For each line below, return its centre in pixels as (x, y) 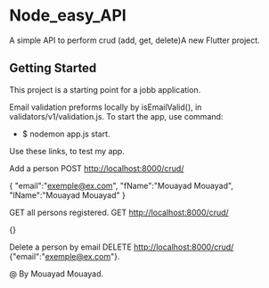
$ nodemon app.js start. (66, 134)
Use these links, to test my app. (67, 151)
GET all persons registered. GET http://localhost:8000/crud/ (119, 212)
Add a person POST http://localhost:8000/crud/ (97, 168)
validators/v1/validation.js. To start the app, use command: (116, 116)
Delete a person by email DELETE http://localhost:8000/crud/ (122, 247)
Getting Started (53, 68)
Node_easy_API (68, 16)
